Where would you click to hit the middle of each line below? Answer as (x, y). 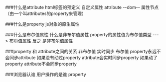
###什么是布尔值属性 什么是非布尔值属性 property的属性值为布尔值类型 (79, 35)
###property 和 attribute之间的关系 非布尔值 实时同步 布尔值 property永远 (81, 51)
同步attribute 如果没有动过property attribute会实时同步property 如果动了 (83, 58)
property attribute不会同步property (41, 64)
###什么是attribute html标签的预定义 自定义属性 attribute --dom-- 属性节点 (82, 7)
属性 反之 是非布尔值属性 (48, 41)
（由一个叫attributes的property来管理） (46, 13)
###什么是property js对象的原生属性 (42, 24)
